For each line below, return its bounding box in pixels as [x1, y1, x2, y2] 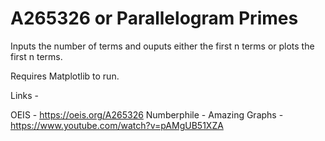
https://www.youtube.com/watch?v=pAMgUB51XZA [10, 119, 224, 131]
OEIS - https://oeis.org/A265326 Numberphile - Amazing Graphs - [10, 108, 284, 121]
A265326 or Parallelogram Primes [10, 7, 299, 30]
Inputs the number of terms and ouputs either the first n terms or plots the [10, 40, 315, 52]
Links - [10, 89, 40, 101]
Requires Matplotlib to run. [10, 70, 120, 82]
